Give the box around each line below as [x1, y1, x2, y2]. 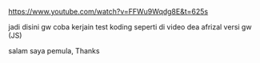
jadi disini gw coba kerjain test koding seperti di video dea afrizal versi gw [8, 22, 252, 31]
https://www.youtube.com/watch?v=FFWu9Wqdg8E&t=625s [8, 7, 209, 16]
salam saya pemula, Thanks [8, 46, 100, 55]
